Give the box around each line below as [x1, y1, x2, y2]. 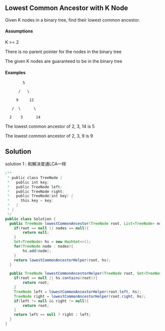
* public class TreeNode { [7, 175, 63, 180]
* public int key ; [7, 180, 50, 185]
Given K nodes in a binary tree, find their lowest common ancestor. [5, 17, 140, 23]
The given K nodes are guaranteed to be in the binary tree [5, 59, 123, 64]
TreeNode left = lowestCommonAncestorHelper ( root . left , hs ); [14, 289, 141, 294]
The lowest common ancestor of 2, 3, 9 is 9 [5, 133, 93, 139]
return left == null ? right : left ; [14, 312, 91, 317]
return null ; [23, 230, 50, 235]
